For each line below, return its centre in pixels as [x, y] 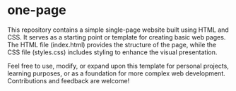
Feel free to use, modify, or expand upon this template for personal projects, [118, 66]
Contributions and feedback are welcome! [69, 80]
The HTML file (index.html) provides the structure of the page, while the [112, 44]
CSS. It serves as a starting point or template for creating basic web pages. [117, 37]
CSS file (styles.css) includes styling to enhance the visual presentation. [112, 52]
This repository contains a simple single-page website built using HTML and [118, 30]
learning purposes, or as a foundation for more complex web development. [117, 73]
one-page [37, 10]
